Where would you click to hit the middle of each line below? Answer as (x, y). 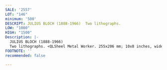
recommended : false (25, 55)
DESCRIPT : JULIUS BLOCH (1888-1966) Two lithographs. (63, 23)
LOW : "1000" (17, 28)
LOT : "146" (16, 14)
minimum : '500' (21, 19)
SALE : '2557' (19, 10)
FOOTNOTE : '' (19, 51)
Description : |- (22, 37)
